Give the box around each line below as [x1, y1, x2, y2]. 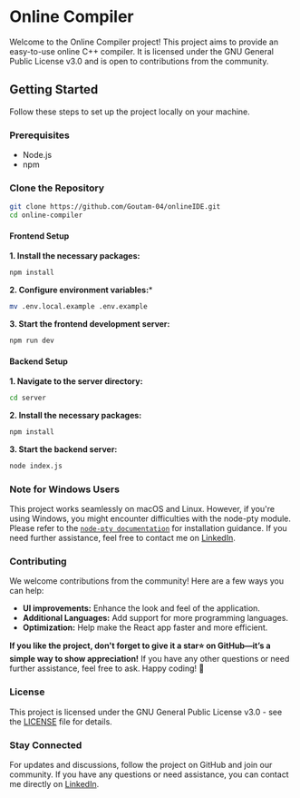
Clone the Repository [9, 182, 105, 194]
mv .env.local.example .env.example [9, 302, 148, 311]
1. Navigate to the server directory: [9, 376, 143, 387]
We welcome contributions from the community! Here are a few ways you [9, 576, 285, 586]
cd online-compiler [9, 211, 83, 220]
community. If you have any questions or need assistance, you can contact [9, 769, 289, 780]
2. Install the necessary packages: [9, 410, 142, 420]
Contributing [9, 555, 67, 567]
